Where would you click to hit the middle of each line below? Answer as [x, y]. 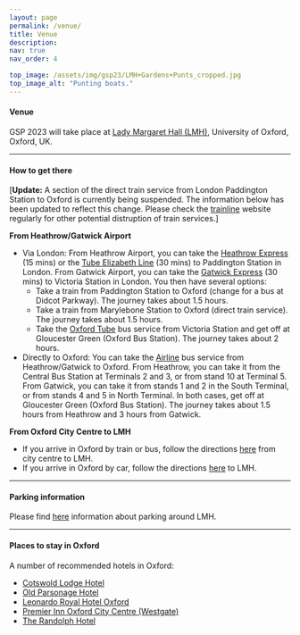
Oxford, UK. [31, 141]
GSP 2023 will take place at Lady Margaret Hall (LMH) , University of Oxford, [149, 131]
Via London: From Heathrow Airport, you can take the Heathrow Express [155, 253]
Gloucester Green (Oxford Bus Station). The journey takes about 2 [157, 338]
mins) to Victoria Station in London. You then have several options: [145, 281]
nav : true [28, 51]
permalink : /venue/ [46, 26]
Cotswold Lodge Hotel [63, 582]
